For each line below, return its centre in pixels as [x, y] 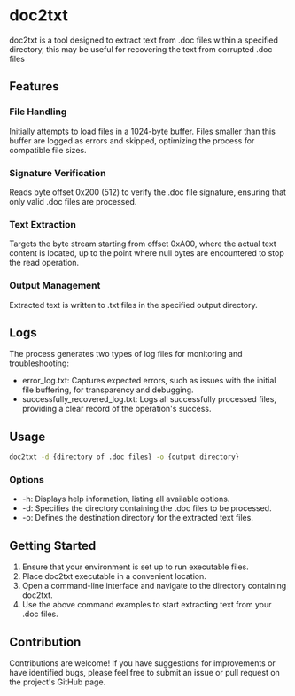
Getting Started [53, 545]
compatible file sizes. [48, 150]
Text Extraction [43, 224]
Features [34, 86]
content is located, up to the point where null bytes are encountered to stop [147, 253]
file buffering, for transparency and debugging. [108, 390]
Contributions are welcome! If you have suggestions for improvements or [143, 663]
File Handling [38, 112]
